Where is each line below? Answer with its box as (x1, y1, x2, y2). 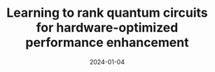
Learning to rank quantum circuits (6, 5, 208, 21)
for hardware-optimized (36, 20, 179, 36)
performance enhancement (25, 35, 189, 50)
